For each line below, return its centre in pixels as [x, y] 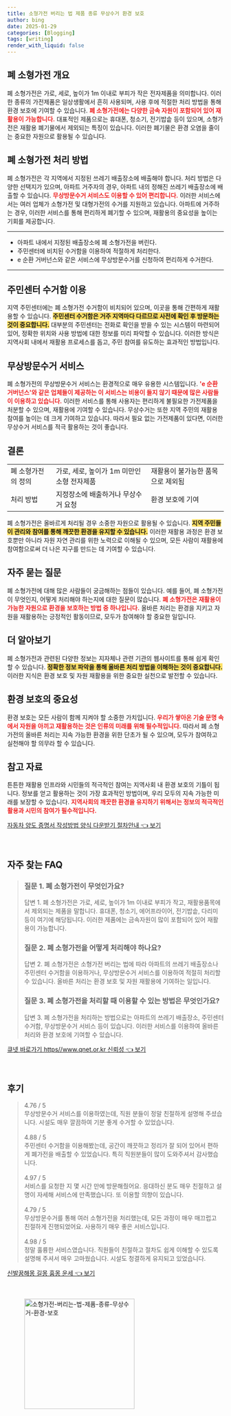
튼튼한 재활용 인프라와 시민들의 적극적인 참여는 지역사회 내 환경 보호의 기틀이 [110, 785]
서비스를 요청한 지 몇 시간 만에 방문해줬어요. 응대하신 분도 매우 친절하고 [119, 1186]
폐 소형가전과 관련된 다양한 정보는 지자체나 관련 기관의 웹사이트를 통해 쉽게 [107, 658]
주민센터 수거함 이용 [47, 290]
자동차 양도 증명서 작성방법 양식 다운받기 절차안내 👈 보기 [84, 826]
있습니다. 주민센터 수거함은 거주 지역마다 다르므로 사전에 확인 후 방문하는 [123, 316]
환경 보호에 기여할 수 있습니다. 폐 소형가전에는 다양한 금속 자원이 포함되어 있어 [111, 110]
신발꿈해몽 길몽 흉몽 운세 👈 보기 [51, 1273]
